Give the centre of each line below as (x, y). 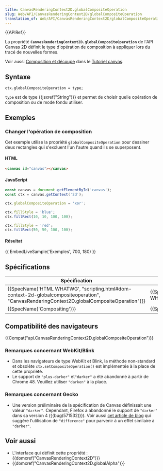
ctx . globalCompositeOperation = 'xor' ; (45, 203)
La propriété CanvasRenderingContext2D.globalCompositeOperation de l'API (79, 42)
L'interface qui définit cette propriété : (50, 453)
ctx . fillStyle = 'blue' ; (30, 212)
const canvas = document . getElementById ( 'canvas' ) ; (58, 190)
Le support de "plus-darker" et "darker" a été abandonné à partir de (80, 377)
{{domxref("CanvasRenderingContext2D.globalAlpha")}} (68, 463)
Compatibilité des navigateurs (52, 326)
